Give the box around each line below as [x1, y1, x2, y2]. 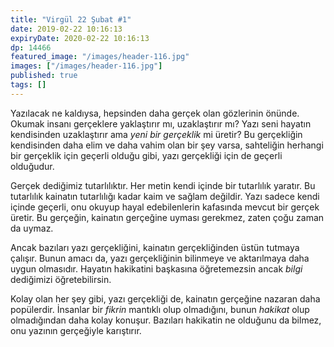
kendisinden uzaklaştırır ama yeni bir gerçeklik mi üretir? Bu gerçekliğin [10, 128, 303, 140]
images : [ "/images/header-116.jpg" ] [10, 61, 163, 71]
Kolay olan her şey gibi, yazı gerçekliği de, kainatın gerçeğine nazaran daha [10, 292, 321, 305]
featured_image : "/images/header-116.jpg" [10, 52, 190, 62]
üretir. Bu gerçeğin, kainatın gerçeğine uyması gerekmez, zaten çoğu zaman [10, 211, 325, 223]
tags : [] [10, 80, 47, 90]
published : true [10, 71, 78, 81]
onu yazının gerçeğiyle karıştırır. [10, 324, 142, 336]
